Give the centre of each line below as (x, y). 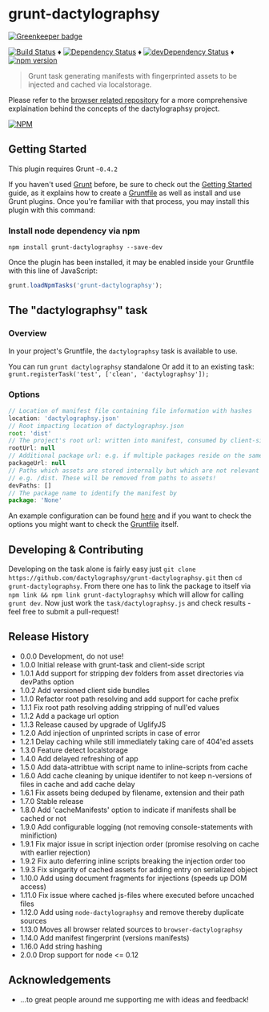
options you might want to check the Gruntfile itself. (93, 524)
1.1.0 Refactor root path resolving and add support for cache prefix (129, 699)
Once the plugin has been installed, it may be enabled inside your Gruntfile (131, 263)
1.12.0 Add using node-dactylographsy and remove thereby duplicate (132, 912)
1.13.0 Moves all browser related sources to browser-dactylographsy (131, 929)
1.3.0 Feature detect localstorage (74, 750)
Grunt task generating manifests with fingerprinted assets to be (132, 75)
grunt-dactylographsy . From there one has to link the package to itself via (130, 586)
